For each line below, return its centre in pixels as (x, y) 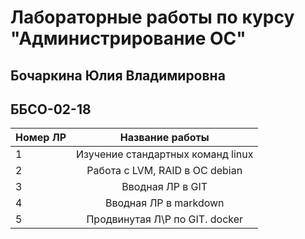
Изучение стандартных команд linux (165, 154)
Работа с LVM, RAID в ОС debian (164, 171)
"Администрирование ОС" (128, 38)
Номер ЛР (41, 138)
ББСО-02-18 (51, 109)
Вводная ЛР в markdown (164, 203)
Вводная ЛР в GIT (164, 187)
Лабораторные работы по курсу (152, 17)
